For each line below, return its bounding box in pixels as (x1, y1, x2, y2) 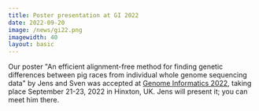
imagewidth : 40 (8, 33, 58, 41)
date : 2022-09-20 (8, 19, 65, 27)
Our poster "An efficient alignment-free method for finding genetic (8, 62, 224, 71)
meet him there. (8, 95, 60, 105)
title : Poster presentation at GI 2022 (8, 11, 139, 20)
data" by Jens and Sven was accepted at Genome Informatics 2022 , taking (8, 79, 252, 88)
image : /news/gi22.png (8, 26, 83, 34)
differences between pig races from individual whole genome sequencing (8, 70, 248, 80)
